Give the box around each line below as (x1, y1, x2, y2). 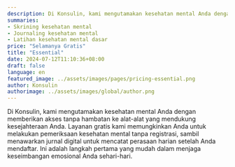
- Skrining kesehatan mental (7, 23, 92, 30)
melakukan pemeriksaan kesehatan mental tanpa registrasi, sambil (7, 130, 199, 138)
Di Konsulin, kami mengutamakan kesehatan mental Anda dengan (7, 108, 197, 116)
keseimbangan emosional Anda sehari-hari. (7, 152, 133, 161)
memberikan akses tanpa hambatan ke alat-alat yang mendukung (7, 115, 197, 123)
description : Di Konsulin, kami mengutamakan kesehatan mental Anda (7, 10, 211, 17)
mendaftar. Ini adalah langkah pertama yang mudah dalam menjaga (7, 145, 201, 153)
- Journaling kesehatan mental (7, 29, 99, 37)
